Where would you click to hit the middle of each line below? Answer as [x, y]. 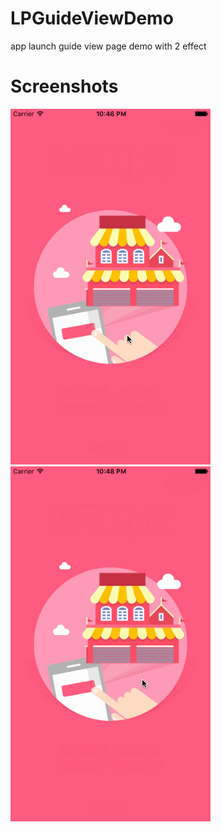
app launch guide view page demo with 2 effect [108, 46]
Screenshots [64, 86]
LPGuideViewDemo [92, 18]
